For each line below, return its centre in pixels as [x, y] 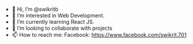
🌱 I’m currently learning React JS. [53, 22]
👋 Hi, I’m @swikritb [35, 9]
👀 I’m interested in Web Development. [58, 15]
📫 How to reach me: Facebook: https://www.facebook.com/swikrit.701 [99, 35]
